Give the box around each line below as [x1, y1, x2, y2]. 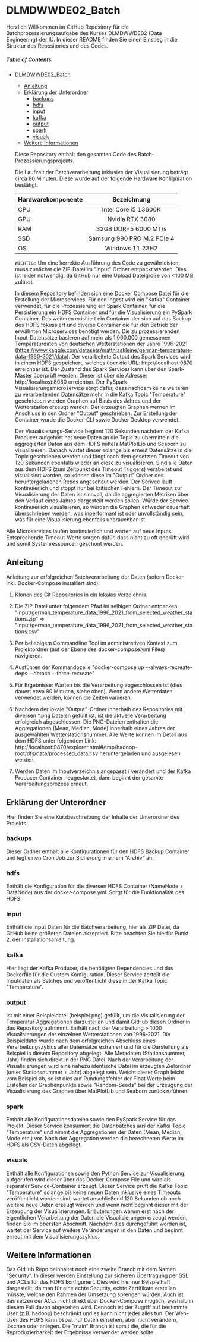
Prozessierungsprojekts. [14, 157, 74, 164]
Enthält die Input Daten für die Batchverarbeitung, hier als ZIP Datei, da [6, 923, 179, 931]
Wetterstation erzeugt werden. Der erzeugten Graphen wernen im [14, 403, 176, 410]
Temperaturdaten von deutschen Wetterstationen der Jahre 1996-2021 [14, 340, 188, 347]
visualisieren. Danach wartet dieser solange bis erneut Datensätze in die [14, 447, 192, 454]
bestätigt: [14, 181, 39, 188]
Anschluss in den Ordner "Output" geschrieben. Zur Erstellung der [14, 410, 178, 417]
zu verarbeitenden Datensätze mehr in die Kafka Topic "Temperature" [14, 391, 186, 398]
